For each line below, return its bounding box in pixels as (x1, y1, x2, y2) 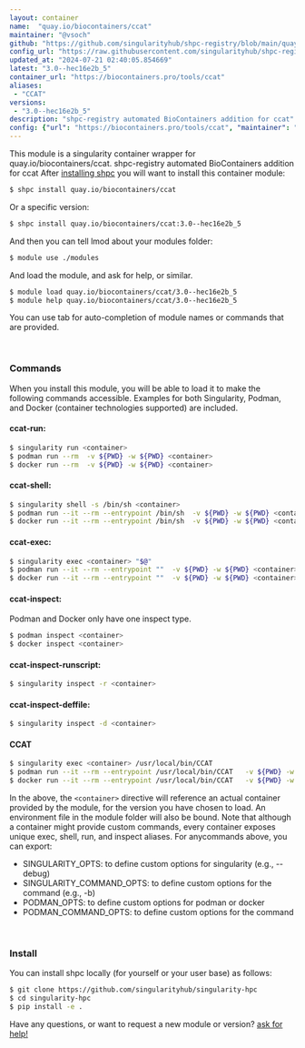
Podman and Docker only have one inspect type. (9, 613, 192, 624)
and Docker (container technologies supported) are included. (9, 402, 239, 413)
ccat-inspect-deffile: (9, 699, 91, 710)
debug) (22, 868, 51, 879)
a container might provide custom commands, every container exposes (9, 821, 276, 832)
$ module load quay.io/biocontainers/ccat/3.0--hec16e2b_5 (9, 287, 238, 297)
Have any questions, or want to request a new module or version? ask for (9, 1019, 283, 1030)
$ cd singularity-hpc (9, 993, 92, 1003)
